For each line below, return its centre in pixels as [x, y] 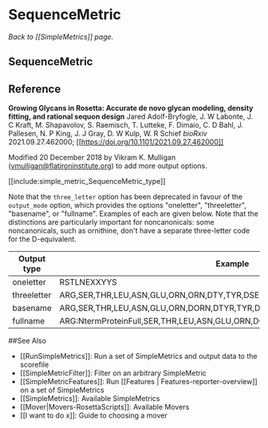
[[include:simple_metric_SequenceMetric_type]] [87, 182]
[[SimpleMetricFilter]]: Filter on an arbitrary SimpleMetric [113, 373]
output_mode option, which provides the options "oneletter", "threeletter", [128, 206]
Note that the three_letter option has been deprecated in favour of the [126, 197]
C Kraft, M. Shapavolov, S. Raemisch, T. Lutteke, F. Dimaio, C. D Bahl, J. [126, 125]
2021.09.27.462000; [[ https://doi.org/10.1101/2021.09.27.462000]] [116, 142]
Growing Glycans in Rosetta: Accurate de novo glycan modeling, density [131, 108]
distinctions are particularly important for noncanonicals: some [111, 222]
